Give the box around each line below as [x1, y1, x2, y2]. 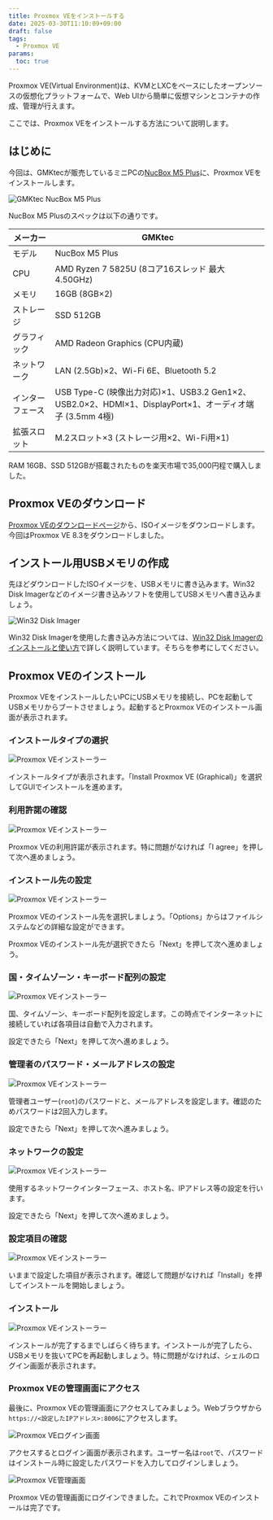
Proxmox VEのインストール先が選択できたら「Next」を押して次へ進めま [8, 939, 249, 949]
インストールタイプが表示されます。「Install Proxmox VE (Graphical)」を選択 [8, 772, 262, 782]
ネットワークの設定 [8, 1146, 84, 1157]
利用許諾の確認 [8, 805, 67, 816]
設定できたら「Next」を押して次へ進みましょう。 [8, 1124, 173, 1133]
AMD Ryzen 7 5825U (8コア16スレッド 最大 [54, 263, 225, 274]
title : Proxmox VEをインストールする [8, 11, 125, 20]
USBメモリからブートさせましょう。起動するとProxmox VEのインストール [8, 702, 256, 712]
